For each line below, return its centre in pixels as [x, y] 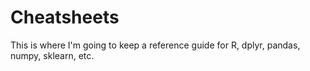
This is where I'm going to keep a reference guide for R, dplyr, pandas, [155, 45]
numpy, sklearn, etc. [52, 55]
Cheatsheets [65, 17]
